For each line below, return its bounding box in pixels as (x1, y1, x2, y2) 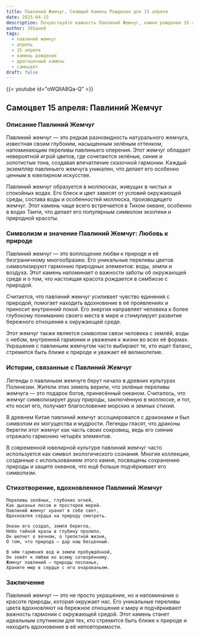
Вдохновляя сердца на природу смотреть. (6, 513, 108, 519)
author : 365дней (6, 25, 46, 31)
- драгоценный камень (11, 58, 65, 64)
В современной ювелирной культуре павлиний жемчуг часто (6, 444, 162, 451)
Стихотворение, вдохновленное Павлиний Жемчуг (6, 484, 163, 492)
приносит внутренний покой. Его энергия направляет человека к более (6, 306, 188, 313)
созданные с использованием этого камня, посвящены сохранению (6, 457, 180, 464)
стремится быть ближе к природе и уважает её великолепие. (6, 349, 163, 356)
